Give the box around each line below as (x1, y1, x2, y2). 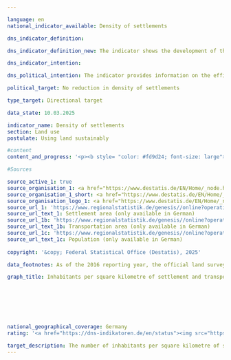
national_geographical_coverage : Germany (7, 323, 128, 330)
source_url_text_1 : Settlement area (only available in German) (7, 211, 195, 218)
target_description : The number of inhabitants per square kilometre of (7, 342, 220, 349)
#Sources (7, 166, 32, 173)
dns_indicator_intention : (7, 60, 81, 67)
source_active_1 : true (7, 178, 72, 185)
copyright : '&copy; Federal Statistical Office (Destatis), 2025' (7, 248, 201, 255)
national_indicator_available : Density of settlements (7, 22, 168, 30)
